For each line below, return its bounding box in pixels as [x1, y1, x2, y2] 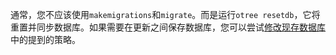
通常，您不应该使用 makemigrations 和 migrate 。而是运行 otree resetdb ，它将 [10, 9, 321, 20]
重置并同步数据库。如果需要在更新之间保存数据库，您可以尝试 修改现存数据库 [10, 21, 326, 33]
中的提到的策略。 [10, 34, 81, 45]
